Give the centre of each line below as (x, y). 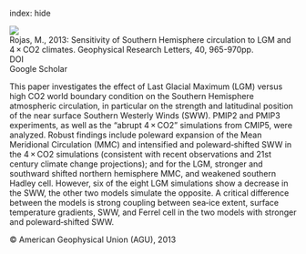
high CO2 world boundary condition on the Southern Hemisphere (132, 96)
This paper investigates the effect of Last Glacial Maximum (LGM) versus (146, 86)
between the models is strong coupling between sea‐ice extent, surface (144, 203)
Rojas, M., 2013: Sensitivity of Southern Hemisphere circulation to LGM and (150, 40)
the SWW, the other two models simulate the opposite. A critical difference (149, 193)
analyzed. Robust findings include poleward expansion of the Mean (136, 135)
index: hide (31, 13)
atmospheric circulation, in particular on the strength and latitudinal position (152, 106)
